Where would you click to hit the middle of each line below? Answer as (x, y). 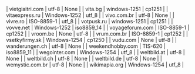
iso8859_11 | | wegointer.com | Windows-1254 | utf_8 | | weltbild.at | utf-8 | (95, 52)
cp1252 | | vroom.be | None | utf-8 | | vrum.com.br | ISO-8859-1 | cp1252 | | (97, 34)
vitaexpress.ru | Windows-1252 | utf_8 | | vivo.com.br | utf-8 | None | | (90, 15)
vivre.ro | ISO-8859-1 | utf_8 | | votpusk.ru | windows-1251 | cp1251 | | (90, 21)
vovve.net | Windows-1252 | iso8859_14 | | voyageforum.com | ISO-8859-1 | (98, 27)
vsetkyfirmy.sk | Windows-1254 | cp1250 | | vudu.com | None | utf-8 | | (92, 40)
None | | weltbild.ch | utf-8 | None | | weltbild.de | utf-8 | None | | (84, 59)
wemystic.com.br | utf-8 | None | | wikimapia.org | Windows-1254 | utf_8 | (95, 65)
